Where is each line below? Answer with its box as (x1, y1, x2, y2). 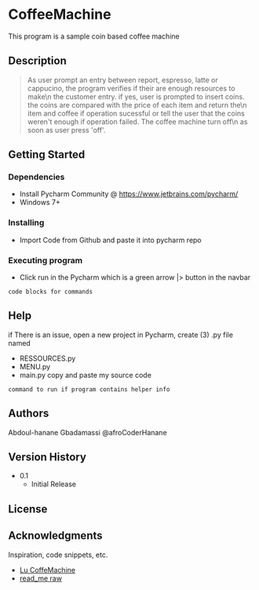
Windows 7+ (19, 198, 60, 207)
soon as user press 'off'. (27, 125, 106, 134)
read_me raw (19, 574, 63, 583)
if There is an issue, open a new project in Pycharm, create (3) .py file (8, 330, 234, 339)
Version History (8, 450, 86, 464)
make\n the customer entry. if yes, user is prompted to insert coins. (27, 92, 245, 101)
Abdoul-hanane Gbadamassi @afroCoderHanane (8, 427, 167, 437)
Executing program (8, 255, 83, 266)
